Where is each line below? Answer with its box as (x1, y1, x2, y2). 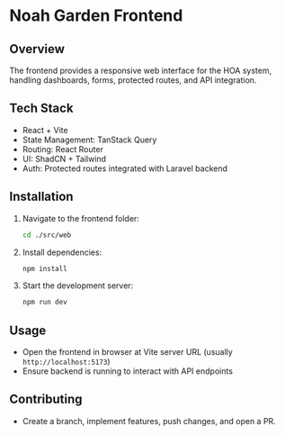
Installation (9, 189, 74, 204)
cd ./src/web (22, 231, 72, 240)
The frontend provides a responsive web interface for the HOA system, (9, 65, 272, 76)
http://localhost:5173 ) (22, 357, 111, 367)
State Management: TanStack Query (22, 134, 157, 145)
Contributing (9, 392, 83, 407)
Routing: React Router (22, 143, 103, 154)
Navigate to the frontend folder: (22, 213, 139, 223)
